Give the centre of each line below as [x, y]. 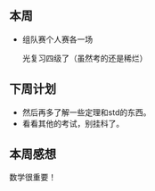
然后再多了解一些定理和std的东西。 [86, 112]
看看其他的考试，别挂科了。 [73, 123]
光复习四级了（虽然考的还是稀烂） [85, 58]
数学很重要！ [33, 178]
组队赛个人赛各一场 [57, 39]
